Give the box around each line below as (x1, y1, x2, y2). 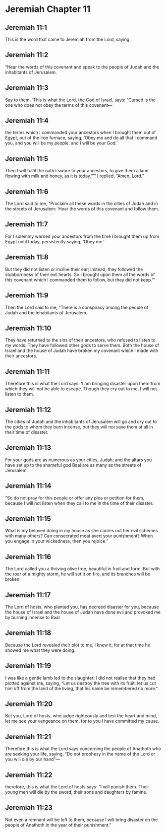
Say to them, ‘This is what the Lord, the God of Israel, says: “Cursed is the (5, 97, 156, 103)
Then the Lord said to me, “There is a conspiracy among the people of (5, 304, 149, 310)
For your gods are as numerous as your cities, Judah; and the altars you (5, 457, 152, 463)
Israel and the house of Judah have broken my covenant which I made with (5, 347, 159, 353)
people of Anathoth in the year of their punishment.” (5, 822, 111, 828)
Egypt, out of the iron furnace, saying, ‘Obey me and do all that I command (5, 135, 158, 141)
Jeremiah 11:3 (5, 83, 49, 92)
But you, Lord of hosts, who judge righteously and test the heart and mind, (5, 713, 157, 719)
